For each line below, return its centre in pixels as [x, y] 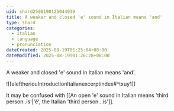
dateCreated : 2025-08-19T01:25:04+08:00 [57, 50]
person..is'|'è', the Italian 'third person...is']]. [60, 102]
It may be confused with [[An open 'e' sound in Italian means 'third [87, 95]
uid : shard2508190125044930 [41, 12]
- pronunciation [31, 45]
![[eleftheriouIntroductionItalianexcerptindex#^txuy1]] [71, 84]
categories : [21, 28]
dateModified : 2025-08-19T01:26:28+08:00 [58, 56]
